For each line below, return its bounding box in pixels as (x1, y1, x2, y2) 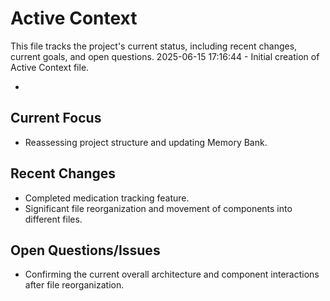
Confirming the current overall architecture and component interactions (24, 268, 320, 281)
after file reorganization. (24, 279, 125, 291)
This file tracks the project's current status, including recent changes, (10, 40, 298, 52)
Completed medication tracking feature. (24, 192, 190, 204)
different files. (24, 213, 83, 225)
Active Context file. (10, 61, 90, 73)
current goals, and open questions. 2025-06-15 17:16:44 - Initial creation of (10, 50, 320, 62)
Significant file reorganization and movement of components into (24, 202, 293, 214)
